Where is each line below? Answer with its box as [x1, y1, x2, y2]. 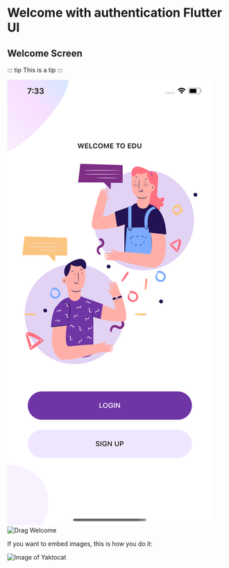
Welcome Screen [7, 47, 83, 59]
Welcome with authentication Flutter [7, 5, 223, 21]
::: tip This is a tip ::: [7, 66, 63, 74]
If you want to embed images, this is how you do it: [7, 539, 153, 548]
